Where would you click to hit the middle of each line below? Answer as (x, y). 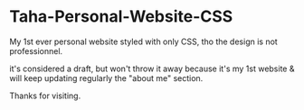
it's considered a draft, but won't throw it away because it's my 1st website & (152, 69)
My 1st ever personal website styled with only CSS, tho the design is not (143, 41)
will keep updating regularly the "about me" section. (106, 78)
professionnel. (36, 50)
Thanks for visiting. (45, 96)
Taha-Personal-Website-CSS (121, 17)
